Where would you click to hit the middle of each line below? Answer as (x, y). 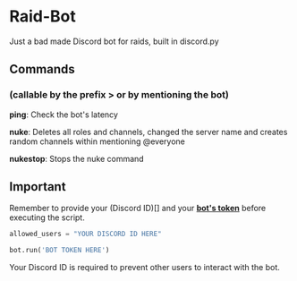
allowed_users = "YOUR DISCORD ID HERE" (86, 234)
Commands (42, 69)
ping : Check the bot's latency (64, 115)
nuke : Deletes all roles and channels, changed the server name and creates (148, 132)
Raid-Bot (42, 17)
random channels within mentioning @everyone (98, 141)
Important (38, 187)
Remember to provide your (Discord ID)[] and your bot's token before (138, 209)
